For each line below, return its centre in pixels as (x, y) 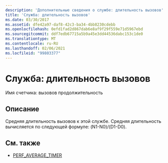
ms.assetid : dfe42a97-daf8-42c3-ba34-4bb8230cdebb (60, 24)
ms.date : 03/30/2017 (27, 20)
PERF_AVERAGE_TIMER (37, 155)
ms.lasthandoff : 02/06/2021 (35, 48)
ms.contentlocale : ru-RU (32, 44)
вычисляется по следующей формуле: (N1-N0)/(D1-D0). (66, 127)
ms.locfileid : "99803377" (33, 53)
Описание (22, 109)
